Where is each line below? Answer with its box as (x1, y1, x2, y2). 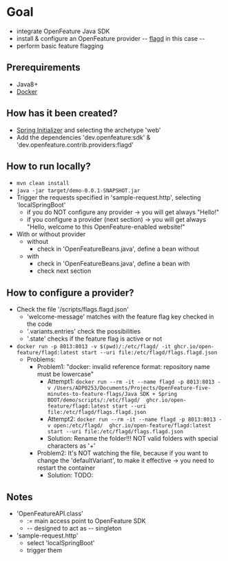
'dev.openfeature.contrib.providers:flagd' (16, 140, 134, 149)
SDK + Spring (139, 391, 177, 398)
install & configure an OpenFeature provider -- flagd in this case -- (16, 34, 205, 42)
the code (26, 320, 52, 328)
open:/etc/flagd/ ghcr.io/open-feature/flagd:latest (53, 422, 211, 429)
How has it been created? (6, 108, 118, 120)
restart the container (37, 464, 96, 472)
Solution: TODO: (47, 471, 94, 479)
